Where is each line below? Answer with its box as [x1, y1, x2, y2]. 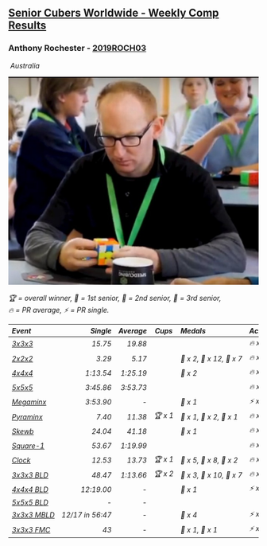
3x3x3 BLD [11, 470, 49, 480]
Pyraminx [11, 411, 44, 421]
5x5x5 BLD [11, 497, 49, 507]
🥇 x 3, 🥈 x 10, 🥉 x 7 [180, 470, 243, 480]
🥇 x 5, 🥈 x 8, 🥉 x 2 [180, 455, 238, 465]
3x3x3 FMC [11, 525, 51, 534]
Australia [10, 60, 40, 70]
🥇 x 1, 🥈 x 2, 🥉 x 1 [180, 411, 238, 421]
